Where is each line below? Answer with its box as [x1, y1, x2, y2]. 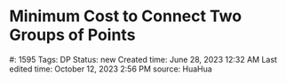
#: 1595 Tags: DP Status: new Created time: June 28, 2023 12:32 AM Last [9, 54, 278, 64]
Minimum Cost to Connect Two [9, 6, 242, 26]
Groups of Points [9, 25, 136, 45]
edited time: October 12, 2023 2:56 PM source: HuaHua [9, 64, 213, 74]
